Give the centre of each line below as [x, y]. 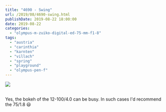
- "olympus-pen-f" [29, 70]
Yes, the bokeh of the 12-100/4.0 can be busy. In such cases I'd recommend [83, 99]
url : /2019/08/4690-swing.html [38, 14]
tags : [11, 38]
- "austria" [22, 42]
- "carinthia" [24, 47]
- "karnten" [22, 51]
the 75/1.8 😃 [18, 104]
